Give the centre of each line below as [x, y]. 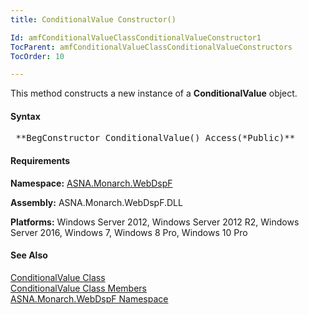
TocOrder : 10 [37, 56]
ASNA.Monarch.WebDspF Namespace [89, 298]
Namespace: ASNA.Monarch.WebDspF [91, 183]
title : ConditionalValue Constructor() [93, 19]
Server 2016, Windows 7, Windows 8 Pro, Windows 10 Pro [129, 232]
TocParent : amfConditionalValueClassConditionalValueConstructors [151, 47]
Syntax [25, 116]
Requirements [40, 161]
